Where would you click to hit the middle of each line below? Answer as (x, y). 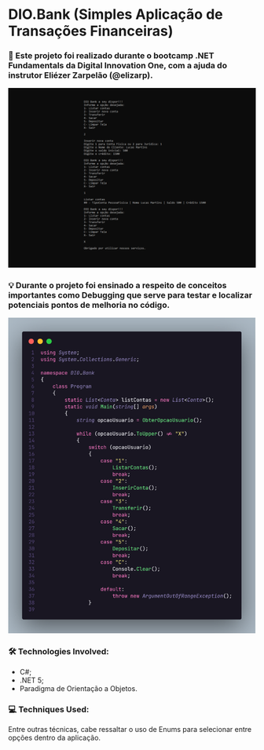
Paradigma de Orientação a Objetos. (78, 688)
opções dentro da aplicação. (54, 738)
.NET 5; (32, 680)
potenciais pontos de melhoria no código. (89, 305)
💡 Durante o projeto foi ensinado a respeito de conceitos (117, 285)
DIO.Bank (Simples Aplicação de (115, 15)
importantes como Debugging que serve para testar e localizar (130, 295)
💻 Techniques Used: (49, 709)
